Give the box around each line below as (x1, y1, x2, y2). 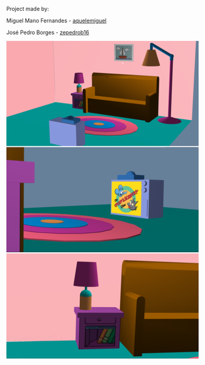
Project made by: (6, 5, 49, 12)
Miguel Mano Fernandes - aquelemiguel (6, 17, 107, 24)
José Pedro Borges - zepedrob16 (6, 29, 90, 36)
